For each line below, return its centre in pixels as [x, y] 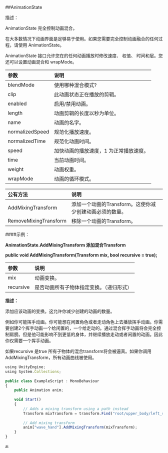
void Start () [28, 399]
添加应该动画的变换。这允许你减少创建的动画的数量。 [60, 311]
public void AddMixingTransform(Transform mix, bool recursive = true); [81, 255]
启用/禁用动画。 [73, 104]
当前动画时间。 [72, 160]
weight [16, 169]
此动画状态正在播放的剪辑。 [87, 94]
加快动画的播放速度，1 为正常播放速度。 [101, 151]
